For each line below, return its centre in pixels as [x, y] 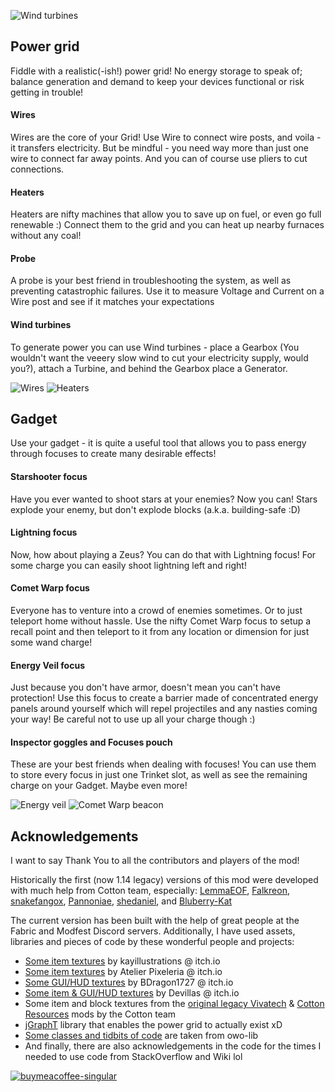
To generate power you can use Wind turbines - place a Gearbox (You [155, 347]
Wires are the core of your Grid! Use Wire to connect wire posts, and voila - [166, 137]
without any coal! [46, 236]
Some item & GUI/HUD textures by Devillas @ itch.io [132, 993]
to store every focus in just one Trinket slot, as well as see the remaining [159, 775]
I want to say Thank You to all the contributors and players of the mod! [155, 861]
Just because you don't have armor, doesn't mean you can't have [145, 687]
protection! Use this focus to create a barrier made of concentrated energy [164, 698]
